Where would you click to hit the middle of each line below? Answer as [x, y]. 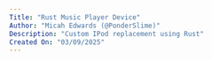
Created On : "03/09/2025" [57, 42]
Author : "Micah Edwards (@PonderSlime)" [85, 26]
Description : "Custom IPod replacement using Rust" [106, 34]
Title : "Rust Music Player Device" [75, 17]
